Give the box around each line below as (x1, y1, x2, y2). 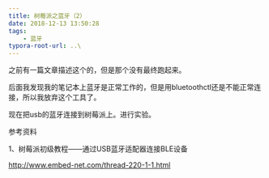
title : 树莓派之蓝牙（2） (8, 11, 87, 20)
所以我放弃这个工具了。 (22, 92, 101, 102)
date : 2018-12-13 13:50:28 (8, 19, 100, 28)
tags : (8, 27, 27, 35)
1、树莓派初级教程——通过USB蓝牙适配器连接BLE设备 (8, 144, 188, 154)
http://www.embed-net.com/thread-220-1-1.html (8, 160, 171, 170)
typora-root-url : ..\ (8, 42, 82, 50)
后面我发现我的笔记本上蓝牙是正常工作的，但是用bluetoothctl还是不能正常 (8, 83, 254, 92)
